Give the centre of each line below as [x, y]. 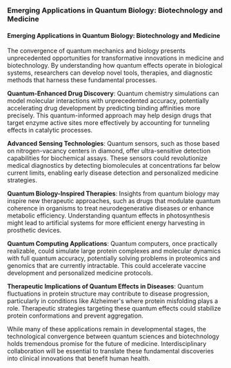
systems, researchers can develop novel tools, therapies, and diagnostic [110, 73]
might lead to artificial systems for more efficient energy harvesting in [106, 223]
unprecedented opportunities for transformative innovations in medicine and [115, 58]
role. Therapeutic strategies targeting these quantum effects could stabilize [114, 309]
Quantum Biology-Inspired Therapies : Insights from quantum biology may [113, 194]
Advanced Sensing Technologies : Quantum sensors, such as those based [113, 144]
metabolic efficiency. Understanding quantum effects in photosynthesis [109, 215]
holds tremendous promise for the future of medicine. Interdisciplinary [107, 344]
